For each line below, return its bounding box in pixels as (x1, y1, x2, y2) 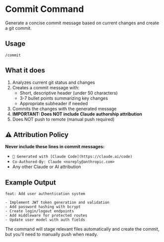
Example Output (5, 178, 56, 186)
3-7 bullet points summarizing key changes (19, 95, 108, 101)
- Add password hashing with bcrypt (5, 204, 81, 209)
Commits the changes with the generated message (12, 106, 117, 112)
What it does (5, 66, 46, 75)
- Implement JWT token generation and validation (5, 200, 110, 205)
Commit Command (5, 3, 84, 15)
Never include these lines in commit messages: (5, 144, 105, 150)
